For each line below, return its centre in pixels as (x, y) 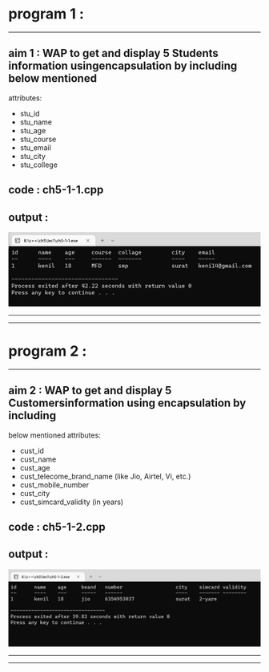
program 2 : (48, 351)
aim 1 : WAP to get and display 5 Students (113, 53)
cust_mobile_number (54, 485)
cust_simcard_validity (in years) (72, 502)
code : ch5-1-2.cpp (57, 527)
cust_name (38, 459)
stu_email (36, 147)
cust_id (32, 450)
